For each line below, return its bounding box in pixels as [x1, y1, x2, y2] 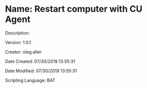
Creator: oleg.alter [5, 49, 42, 55]
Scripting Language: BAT [5, 77, 55, 83]
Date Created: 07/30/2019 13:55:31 [5, 58, 75, 64]
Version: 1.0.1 [5, 39, 31, 45]
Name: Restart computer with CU [5, 3, 143, 15]
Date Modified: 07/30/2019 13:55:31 [5, 67, 77, 74]
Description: [5, 30, 30, 36]
